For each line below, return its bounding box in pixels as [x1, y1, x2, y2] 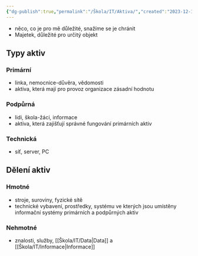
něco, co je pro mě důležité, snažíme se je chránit [14, 25, 136, 32]
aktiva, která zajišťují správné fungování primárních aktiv [14, 120, 152, 127]
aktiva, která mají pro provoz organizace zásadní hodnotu [14, 86, 154, 93]
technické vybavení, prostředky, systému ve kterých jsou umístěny [14, 202, 177, 209]
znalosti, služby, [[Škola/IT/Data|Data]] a [14, 237, 113, 244]
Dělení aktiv [6, 165, 51, 175]
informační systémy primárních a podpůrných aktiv [14, 209, 138, 216]
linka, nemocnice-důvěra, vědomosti [14, 79, 104, 86]
